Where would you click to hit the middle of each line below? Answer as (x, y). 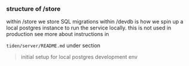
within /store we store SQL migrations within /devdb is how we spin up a (95, 22)
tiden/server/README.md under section (53, 45)
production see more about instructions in (58, 34)
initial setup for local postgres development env (79, 57)
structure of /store (33, 9)
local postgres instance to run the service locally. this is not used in (89, 28)
